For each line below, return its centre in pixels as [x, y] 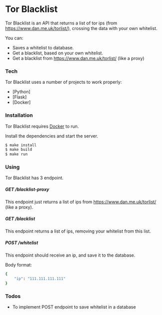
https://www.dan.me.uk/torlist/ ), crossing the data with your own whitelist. [81, 28]
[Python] [21, 92]
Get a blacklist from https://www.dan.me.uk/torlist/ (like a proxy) [78, 58]
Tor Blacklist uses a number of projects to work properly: [64, 82]
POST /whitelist [22, 243]
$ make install [21, 145]
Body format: [19, 265]
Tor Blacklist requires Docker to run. [42, 126]
